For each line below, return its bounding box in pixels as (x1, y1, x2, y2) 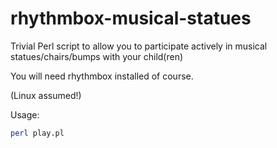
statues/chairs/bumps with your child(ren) (10, 50, 184, 62)
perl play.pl (10, 128, 65, 138)
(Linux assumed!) (10, 89, 82, 101)
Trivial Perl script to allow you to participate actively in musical (10, 40, 268, 52)
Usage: (10, 108, 40, 121)
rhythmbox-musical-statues (10, 7, 252, 30)
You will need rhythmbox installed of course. (10, 70, 194, 82)
